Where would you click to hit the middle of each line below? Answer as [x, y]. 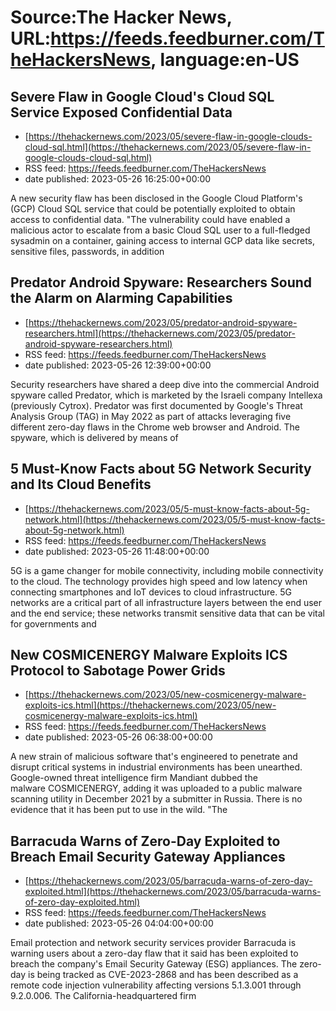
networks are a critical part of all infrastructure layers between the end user [166, 602]
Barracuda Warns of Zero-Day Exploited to [145, 841]
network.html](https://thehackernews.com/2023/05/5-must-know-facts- [175, 519]
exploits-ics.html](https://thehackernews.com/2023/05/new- [150, 705]
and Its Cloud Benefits [81, 484]
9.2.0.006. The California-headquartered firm [103, 996]
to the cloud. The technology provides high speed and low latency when [159, 581]
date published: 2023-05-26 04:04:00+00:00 [119, 923]
